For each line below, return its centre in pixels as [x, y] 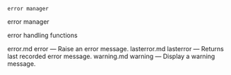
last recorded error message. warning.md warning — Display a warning [111, 56]
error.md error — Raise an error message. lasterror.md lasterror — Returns [116, 49]
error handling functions [42, 35]
